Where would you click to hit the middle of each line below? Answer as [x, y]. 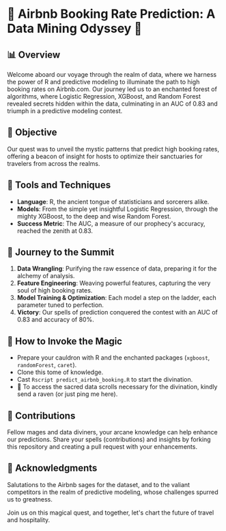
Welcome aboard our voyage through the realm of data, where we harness [112, 74]
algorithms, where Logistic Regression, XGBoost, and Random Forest [104, 96]
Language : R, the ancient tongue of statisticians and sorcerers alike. [113, 201]
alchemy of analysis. [46, 276]
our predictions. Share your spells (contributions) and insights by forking [109, 440]
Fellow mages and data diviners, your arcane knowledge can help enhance [112, 432]
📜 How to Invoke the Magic [65, 341]
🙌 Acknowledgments [52, 468]
